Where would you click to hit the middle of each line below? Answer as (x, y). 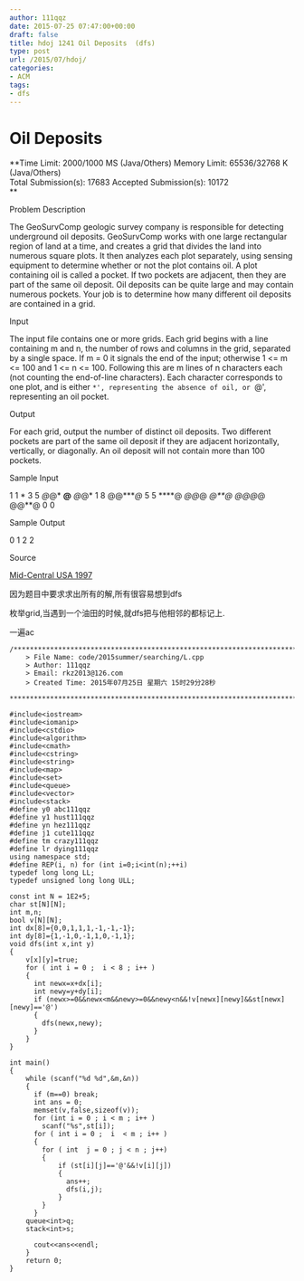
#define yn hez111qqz (50, 826)
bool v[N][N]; (36, 920)
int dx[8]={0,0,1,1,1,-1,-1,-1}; (72, 928)
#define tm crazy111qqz (54, 841)
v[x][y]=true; (52, 960)
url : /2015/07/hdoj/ (48, 60)
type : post (30, 52)
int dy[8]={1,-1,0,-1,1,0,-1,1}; (72, 936)
